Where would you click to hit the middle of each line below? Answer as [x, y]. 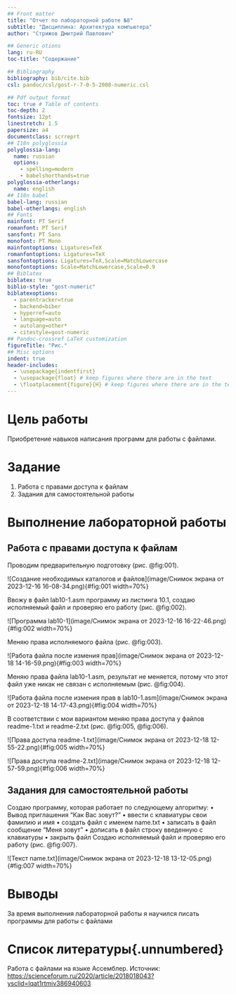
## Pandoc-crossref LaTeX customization [67, 339]
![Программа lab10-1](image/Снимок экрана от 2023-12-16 [95, 621]
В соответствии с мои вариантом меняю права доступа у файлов [106, 718]
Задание [34, 467]
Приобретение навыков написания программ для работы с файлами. [112, 439]
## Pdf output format [39, 98]
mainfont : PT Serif [36, 222]
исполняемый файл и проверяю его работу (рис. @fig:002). [97, 607]
